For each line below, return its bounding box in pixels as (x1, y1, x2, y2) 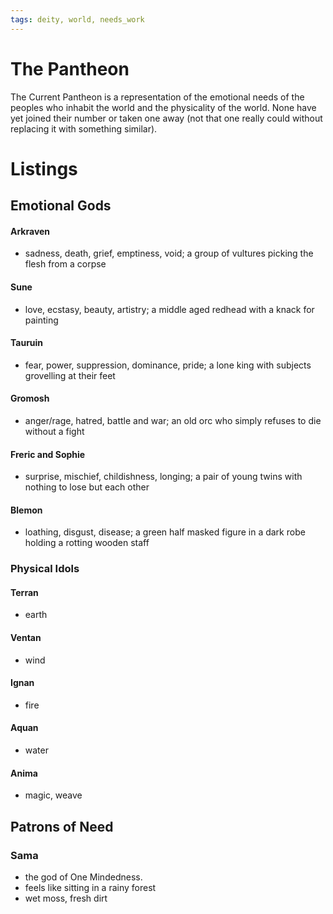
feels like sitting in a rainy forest (24, 881, 157, 893)
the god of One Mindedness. (24, 871, 143, 883)
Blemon (10, 504, 43, 516)
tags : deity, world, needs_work (10, 14, 145, 25)
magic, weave (24, 789, 83, 801)
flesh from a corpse (24, 258, 107, 270)
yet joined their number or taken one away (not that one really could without (10, 112, 323, 124)
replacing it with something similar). (10, 122, 158, 135)
